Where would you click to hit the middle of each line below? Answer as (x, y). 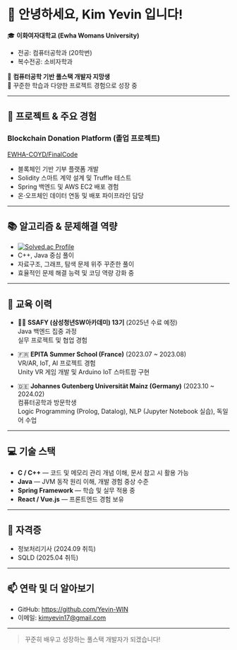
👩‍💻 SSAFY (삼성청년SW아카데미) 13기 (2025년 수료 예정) (97, 323)
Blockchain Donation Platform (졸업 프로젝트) (84, 139)
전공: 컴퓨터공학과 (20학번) (55, 52)
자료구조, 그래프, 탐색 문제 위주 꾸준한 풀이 (76, 264)
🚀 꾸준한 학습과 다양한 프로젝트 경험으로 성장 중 (72, 85)
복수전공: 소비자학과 (45, 62)
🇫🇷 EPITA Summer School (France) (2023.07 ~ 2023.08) (102, 354)
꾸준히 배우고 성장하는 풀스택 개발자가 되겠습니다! (92, 639)
